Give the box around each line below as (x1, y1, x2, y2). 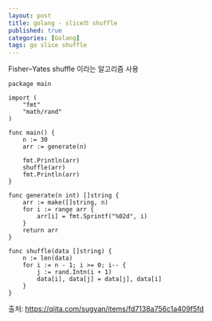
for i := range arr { (22, 206, 94, 213)
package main (8, 80, 52, 88)
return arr (22, 226, 59, 235)
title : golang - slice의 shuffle (8, 19, 118, 27)
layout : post (8, 11, 52, 20)
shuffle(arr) (22, 164, 66, 172)
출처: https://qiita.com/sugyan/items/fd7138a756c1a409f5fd (8, 304, 205, 314)
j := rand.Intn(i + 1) (37, 268, 112, 276)
